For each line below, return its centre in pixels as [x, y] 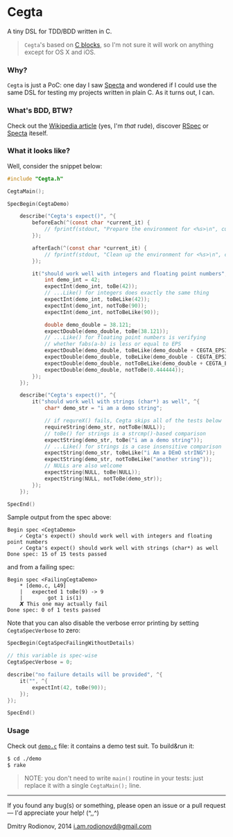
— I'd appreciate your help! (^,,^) [53, 813]
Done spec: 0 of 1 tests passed [54, 610]
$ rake [17, 765]
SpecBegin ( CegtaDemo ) [38, 204]
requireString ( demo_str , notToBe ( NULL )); [105, 427]
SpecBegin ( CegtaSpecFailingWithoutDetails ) [71, 643]
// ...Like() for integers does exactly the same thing [127, 293]
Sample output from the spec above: [59, 517]
